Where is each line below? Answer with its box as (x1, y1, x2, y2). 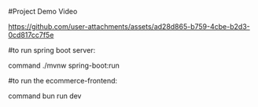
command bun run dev (8, 91, 82, 101)
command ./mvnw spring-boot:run (8, 61, 120, 70)
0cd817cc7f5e (8, 31, 54, 39)
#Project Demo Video (8, 7, 78, 16)
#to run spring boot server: (8, 46, 96, 54)
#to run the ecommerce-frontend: (8, 76, 118, 85)
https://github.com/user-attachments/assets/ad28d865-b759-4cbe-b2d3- (8, 22, 250, 31)
